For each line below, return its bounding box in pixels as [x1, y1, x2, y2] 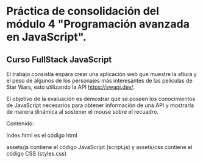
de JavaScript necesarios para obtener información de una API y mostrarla [6, 102, 194, 109]
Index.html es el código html [6, 132, 77, 139]
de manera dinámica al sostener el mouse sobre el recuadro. [6, 108, 158, 115]
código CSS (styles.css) [6, 150, 67, 157]
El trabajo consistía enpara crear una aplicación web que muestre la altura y [6, 71, 197, 77]
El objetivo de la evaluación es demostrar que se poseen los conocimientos [6, 95, 196, 102]
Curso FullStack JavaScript [6, 54, 112, 64]
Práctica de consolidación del [6, 4, 160, 18]
